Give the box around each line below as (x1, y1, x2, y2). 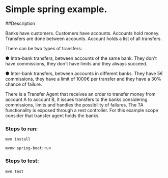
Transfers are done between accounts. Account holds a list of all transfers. (5, 35, 162, 42)
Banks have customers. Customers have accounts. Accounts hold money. (5, 30, 160, 36)
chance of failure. (5, 81, 42, 87)
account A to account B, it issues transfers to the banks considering (5, 96, 148, 102)
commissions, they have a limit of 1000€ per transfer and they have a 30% (5, 76, 161, 82)
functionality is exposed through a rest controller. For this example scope (5, 107, 159, 113)
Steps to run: (5, 125, 38, 132)
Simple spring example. (5, 4, 107, 15)
